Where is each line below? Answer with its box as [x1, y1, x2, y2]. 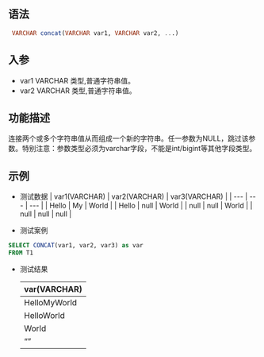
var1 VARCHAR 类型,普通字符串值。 [19, 76, 136, 85]
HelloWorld [23, 309, 66, 320]
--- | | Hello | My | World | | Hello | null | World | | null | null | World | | [29, 201, 253, 211]
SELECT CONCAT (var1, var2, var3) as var [8, 242, 144, 250]
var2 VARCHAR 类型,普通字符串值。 [19, 86, 136, 95]
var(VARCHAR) [23, 283, 82, 294]
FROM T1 [8, 249, 34, 257]
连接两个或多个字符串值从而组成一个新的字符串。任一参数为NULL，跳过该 [8, 134, 249, 143]
